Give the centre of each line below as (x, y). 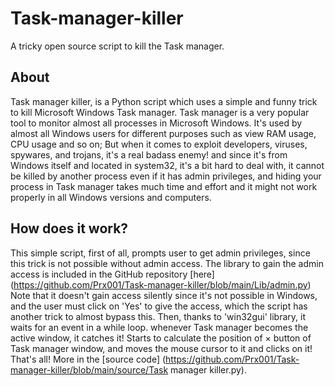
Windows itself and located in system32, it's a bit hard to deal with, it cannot (167, 165)
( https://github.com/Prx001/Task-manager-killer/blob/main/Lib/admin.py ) (161, 284)
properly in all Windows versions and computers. (111, 197)
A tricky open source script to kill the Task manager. (117, 46)
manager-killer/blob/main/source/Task (89, 369)
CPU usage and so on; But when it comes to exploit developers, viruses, (159, 144)
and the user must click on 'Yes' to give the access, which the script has (159, 306)
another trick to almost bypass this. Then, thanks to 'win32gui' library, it (158, 316)
